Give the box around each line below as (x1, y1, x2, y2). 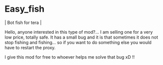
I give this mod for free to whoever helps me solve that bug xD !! (4, 54, 135, 60)
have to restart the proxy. (4, 44, 56, 50)
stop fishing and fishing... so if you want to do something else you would (4, 39, 152, 45)
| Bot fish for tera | (4, 20, 42, 25)
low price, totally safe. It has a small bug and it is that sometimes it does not (4, 34, 158, 40)
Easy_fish (4, 3, 45, 15)
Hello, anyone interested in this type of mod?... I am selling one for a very (4, 29, 153, 35)
